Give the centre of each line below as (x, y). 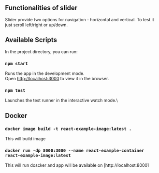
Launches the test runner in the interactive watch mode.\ (62, 101)
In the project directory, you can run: (41, 51)
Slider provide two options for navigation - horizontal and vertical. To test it (80, 19)
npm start (16, 63)
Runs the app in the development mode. (45, 73)
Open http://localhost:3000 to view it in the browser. (57, 78)
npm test (15, 90)
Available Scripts (31, 40)
